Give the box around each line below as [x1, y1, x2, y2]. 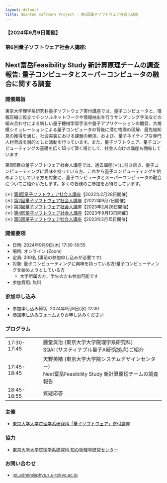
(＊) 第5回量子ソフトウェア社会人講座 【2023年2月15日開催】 [5, 216, 130, 222]
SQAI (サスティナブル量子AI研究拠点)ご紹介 [43, 346, 144, 353]
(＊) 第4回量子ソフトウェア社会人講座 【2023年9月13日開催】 [5, 210, 131, 216]
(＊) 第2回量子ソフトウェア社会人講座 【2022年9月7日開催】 [5, 198, 128, 204]
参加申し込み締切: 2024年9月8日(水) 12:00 [12, 305, 99, 311]
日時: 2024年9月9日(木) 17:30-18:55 [12, 242, 86, 248]
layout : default [5, 7, 39, 12]
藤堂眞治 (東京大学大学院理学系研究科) [43, 339, 133, 346]
